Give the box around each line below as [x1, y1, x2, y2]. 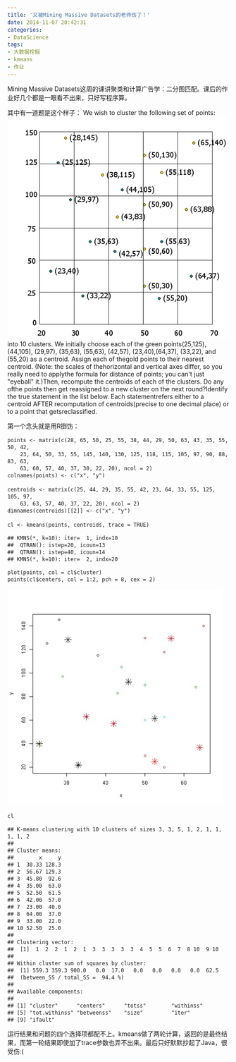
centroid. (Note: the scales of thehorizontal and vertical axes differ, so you [7, 362, 223, 370]
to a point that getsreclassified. [7, 407, 97, 415]
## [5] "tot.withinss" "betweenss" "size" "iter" [7, 1009, 191, 1016]
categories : [7, 26, 42, 33]
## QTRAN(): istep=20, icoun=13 [7, 542, 106, 549]
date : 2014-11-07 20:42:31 [7, 18, 87, 26]
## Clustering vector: [7, 939, 74, 946]
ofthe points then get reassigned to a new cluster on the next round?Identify [7, 384, 228, 393]
